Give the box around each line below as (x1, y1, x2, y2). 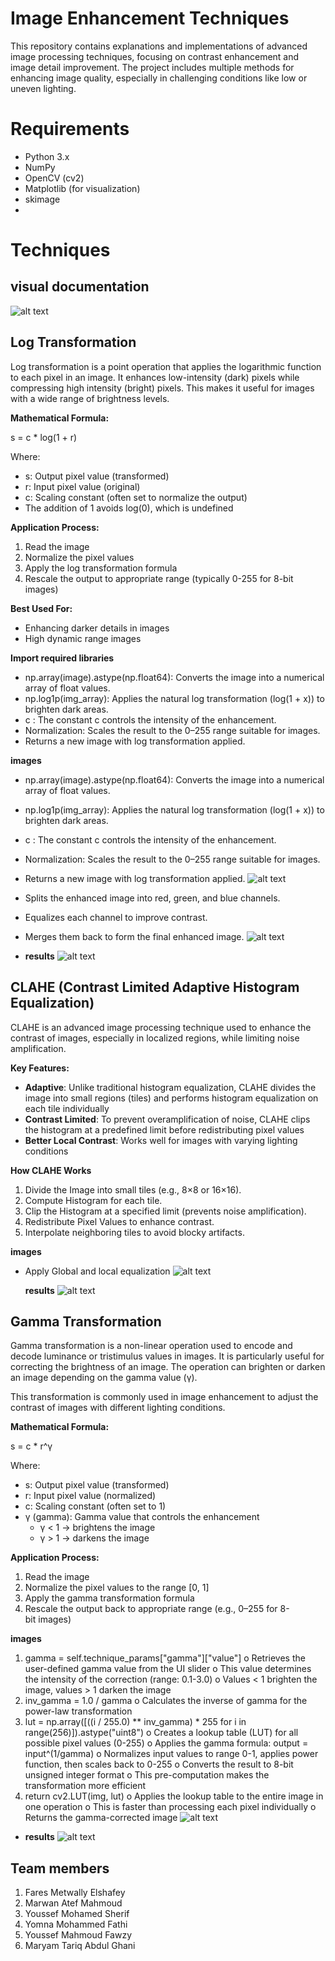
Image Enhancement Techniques (10, 7, 290, 30)
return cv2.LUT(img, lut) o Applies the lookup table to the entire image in (24, 1790, 324, 1802)
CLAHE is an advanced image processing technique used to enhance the (10, 1021, 312, 1033)
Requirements (10, 118, 130, 141)
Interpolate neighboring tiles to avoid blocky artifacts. (24, 1226, 245, 1238)
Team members (10, 1860, 110, 1877)
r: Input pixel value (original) (24, 480, 141, 492)
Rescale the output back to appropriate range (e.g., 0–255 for (24, 1603, 278, 1615)
